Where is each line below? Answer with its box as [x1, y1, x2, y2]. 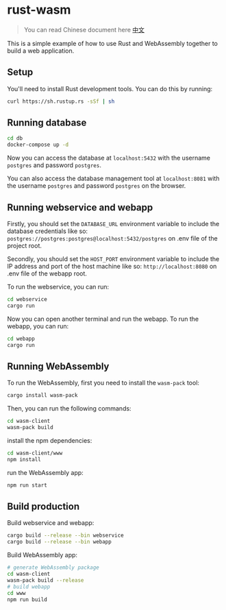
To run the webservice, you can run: [7, 283, 110, 291]
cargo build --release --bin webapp [7, 539, 112, 546]
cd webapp [7, 335, 36, 342]
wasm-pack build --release [7, 576, 84, 584]
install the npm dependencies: [7, 436, 92, 444]
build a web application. [7, 47, 75, 55]
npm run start [7, 482, 48, 489]
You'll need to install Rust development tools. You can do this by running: [7, 84, 213, 93]
